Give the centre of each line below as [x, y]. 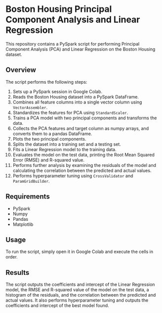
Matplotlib [23, 224]
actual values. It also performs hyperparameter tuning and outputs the [77, 300]
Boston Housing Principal [59, 9]
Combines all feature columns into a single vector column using [77, 102]
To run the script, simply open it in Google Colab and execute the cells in [80, 252]
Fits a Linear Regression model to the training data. [64, 149]
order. [12, 257]
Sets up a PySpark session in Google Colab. [58, 91]
